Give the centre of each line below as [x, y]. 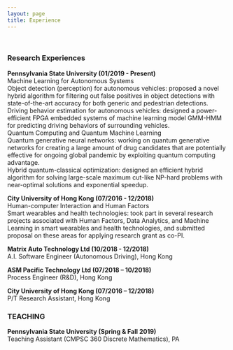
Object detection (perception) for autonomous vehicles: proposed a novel [113, 88]
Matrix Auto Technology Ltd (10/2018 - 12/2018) [78, 249]
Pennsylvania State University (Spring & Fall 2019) [82, 332]
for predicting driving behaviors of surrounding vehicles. [89, 125]
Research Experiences [46, 58]
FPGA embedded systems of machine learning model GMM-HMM [127, 118]
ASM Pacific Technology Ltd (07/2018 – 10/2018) [79, 270]
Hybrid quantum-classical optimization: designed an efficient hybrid [105, 170]
